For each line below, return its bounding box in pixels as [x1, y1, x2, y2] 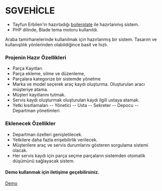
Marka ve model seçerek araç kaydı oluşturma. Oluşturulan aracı [12, 81, 145, 87]
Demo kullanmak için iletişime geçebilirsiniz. [5, 169, 100, 175]
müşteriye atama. [12, 87, 48, 93]
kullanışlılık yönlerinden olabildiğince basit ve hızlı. [5, 41, 108, 47]
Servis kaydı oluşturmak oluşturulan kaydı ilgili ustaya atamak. [12, 97, 140, 103]
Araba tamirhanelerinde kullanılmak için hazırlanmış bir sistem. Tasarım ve [5, 36, 157, 42]
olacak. [12, 147, 28, 153]
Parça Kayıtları [12, 65, 42, 72]
